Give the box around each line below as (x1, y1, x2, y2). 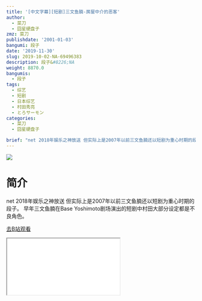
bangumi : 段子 (6, 43, 40, 49)
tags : (6, 82, 20, 88)
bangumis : (6, 70, 31, 76)
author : (6, 14, 26, 20)
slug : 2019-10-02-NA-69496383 (6, 54, 82, 60)
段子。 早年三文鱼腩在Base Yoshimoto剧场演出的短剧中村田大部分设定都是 (6, 205, 190, 212)
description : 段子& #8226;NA (6, 59, 75, 65)
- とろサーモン (11, 110, 44, 116)
